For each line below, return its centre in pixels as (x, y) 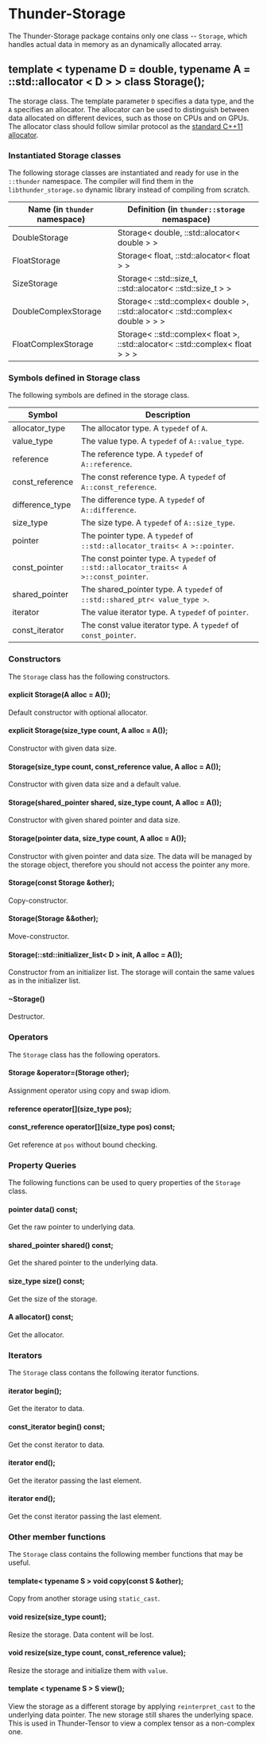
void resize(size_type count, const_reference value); (97, 1653)
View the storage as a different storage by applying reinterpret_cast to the (132, 1706)
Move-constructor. (39, 937)
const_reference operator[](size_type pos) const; (92, 1127)
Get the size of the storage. (53, 1299)
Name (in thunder (61, 209)
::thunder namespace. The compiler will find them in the (101, 181)
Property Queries (43, 1165)
